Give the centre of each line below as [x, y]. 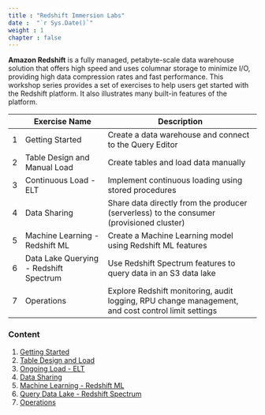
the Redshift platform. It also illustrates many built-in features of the [118, 94]
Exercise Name [63, 122]
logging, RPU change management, [173, 301]
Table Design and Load [57, 360]
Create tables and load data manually [177, 163]
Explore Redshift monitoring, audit [170, 291]
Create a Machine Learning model [171, 236]
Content [24, 334]
